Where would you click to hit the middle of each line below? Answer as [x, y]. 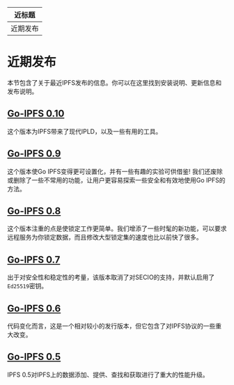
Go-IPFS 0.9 [34, 154]
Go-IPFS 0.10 [36, 114]
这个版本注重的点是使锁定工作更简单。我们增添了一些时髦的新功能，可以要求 [117, 228]
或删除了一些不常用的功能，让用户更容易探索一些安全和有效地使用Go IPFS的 [116, 180]
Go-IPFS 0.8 [34, 211]
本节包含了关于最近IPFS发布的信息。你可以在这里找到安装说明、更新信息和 [114, 82]
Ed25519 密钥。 [28, 286]
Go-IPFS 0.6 [34, 308]
